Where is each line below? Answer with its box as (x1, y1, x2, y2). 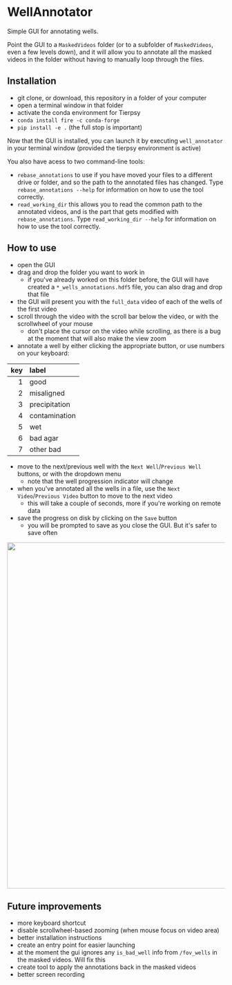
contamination (29, 410, 76, 420)
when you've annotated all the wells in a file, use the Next (17, 484, 181, 492)
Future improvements (7, 901, 102, 912)
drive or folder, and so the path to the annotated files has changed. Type (17, 178, 224, 186)
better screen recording (17, 970, 85, 979)
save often (27, 528, 58, 536)
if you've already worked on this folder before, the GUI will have (27, 275, 209, 284)
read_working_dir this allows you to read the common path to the (17, 200, 202, 208)
